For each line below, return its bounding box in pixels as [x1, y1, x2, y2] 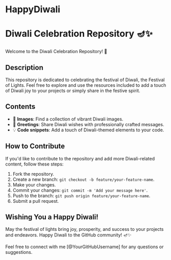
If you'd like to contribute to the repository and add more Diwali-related [5, 155, 155, 161]
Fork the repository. [12, 171, 55, 177]
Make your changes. [12, 181, 56, 187]
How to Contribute [5, 142, 65, 151]
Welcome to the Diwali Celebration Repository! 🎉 [5, 49, 107, 55]
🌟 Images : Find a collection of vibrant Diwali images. [12, 116, 124, 122]
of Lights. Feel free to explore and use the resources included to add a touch [5, 82, 166, 88]
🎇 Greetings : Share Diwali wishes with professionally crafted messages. [12, 121, 164, 127]
